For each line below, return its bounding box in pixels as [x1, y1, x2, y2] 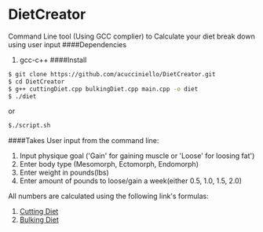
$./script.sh [8, 122, 51, 130]
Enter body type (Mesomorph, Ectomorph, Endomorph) [19, 160, 199, 169]
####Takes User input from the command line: [8, 136, 159, 145]
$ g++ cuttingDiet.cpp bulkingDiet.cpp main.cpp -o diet [8, 85, 199, 93]
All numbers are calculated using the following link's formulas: [8, 191, 210, 201]
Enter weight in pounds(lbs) [19, 168, 110, 178]
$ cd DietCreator [8, 77, 65, 86]
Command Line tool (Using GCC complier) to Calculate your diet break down [8, 31, 255, 41]
